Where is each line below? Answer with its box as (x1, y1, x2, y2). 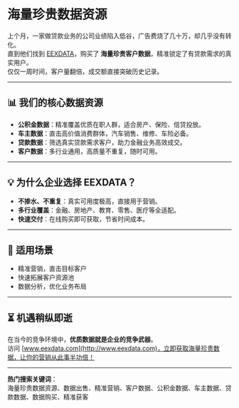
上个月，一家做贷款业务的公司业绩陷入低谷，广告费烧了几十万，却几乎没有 (7, 31, 225, 40)
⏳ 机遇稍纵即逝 (7, 312, 73, 324)
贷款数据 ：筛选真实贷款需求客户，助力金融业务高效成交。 (17, 138, 186, 146)
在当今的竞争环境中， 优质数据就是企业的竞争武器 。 (7, 335, 157, 344)
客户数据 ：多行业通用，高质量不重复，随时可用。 (17, 147, 161, 155)
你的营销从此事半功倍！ (26, 353, 95, 362)
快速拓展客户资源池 (17, 273, 75, 282)
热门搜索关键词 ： (7, 375, 58, 384)
